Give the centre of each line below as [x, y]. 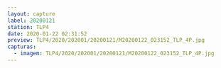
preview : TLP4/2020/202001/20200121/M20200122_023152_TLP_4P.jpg [106, 40]
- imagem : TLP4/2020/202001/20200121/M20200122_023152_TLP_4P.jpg [114, 54]
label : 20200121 [31, 21]
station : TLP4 [28, 27]
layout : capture [31, 14]
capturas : [22, 47]
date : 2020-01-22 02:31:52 [47, 34]
